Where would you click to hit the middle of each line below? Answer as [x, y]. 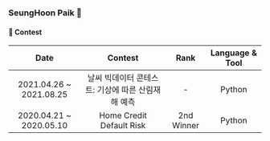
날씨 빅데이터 [111, 78]
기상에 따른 [117, 90]
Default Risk [123, 126]
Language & [233, 53]
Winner [185, 126]
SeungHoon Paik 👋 [45, 13]
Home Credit [123, 115]
